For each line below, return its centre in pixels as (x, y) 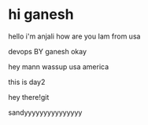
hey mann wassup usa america (59, 66)
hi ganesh (41, 15)
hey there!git (29, 97)
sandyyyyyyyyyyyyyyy (45, 112)
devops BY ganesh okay (48, 51)
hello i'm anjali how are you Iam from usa (74, 36)
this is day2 (27, 82)
